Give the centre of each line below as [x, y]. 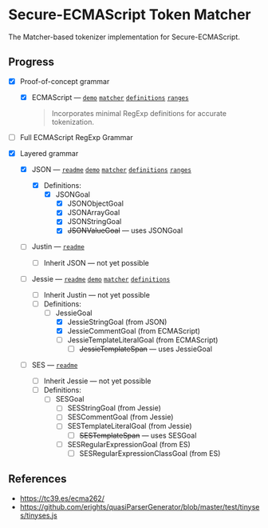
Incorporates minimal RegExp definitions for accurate [139, 113]
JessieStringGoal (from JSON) [117, 322]
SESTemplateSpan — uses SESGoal [138, 435]
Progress [31, 62]
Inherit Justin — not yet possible [97, 294]
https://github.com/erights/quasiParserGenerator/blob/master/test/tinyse [140, 506]
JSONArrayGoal [94, 213]
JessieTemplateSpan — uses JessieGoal [146, 349]
